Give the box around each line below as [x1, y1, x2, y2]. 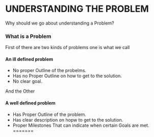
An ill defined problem [5, 56, 54, 62]
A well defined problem [5, 100, 56, 106]
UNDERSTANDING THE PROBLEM [5, 3, 149, 15]
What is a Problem [5, 33, 52, 40]
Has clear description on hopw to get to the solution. [12, 117, 123, 123]
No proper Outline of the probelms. [12, 67, 87, 74]
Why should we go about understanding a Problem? [5, 20, 114, 26]
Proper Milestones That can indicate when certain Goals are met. [12, 122, 149, 128]
